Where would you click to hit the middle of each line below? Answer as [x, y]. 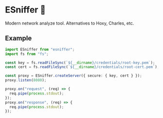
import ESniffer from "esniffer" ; [40, 49]
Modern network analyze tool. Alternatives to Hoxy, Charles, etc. [70, 23]
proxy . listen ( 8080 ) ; [26, 80]
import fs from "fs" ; [27, 54]
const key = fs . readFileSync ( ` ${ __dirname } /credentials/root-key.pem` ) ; [80, 63]
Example [18, 38]
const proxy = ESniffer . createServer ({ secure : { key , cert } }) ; [73, 76]
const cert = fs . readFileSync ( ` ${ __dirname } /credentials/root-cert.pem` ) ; [82, 67]
